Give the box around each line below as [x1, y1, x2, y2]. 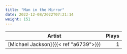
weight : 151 [5, 16, 30, 21]
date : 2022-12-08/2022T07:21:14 [5, 12, 74, 17]
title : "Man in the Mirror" [5, 7, 65, 12]
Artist [47, 32, 62, 39]
